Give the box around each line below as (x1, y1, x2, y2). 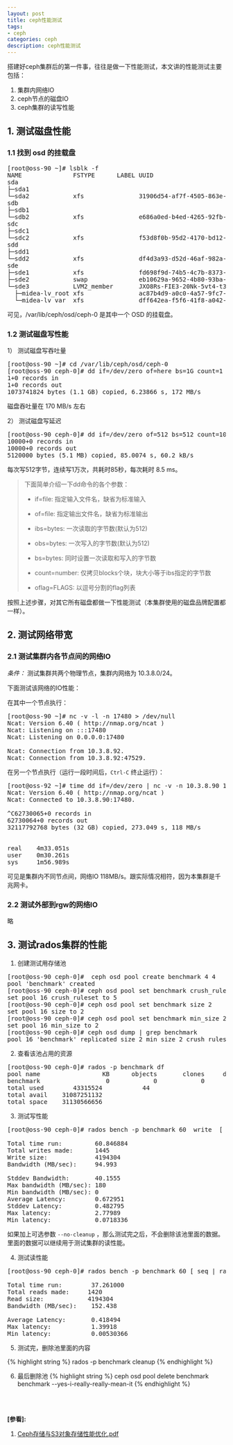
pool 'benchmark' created (7, 980, 96, 987)
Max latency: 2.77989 (7, 1209, 121, 1216)
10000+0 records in (7, 437, 74, 445)
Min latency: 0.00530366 (7, 1330, 128, 1337)
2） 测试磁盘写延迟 (7, 416, 62, 424)
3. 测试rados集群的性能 (7, 939, 107, 951)
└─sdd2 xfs (7, 254, 85, 263)
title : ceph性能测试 (7, 17, 62, 24)
